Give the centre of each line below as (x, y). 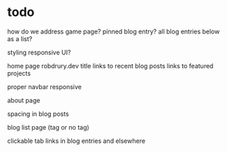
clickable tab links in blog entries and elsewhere (76, 141)
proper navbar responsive (44, 86)
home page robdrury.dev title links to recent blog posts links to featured (110, 66)
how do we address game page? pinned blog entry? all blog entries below (113, 31)
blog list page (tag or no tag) (48, 127)
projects (19, 73)
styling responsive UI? (39, 52)
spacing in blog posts (38, 114)
